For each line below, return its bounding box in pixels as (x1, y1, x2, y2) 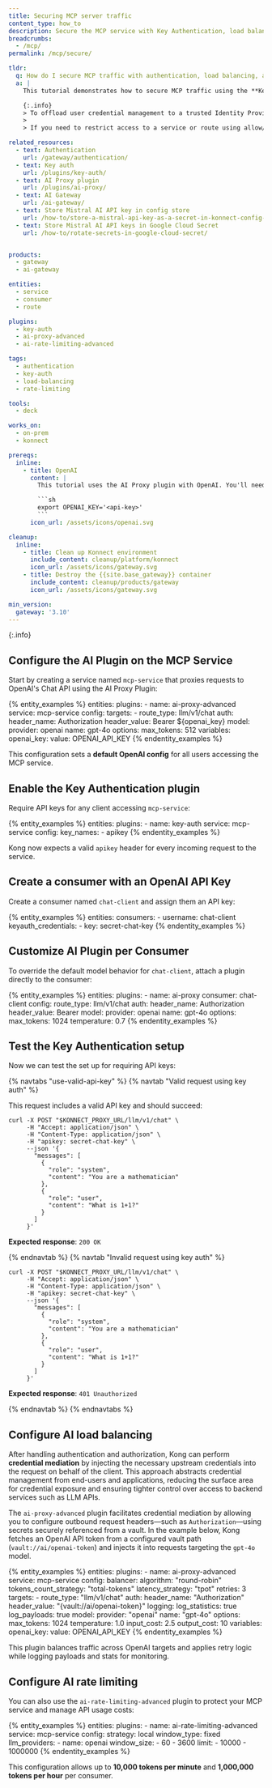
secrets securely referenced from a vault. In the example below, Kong (8, 1526, 240, 1535)
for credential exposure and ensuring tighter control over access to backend (8, 1484, 263, 1494)
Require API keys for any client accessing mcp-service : (8, 803, 190, 812)
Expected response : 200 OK (8, 1237, 101, 1247)
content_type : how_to (8, 19, 82, 28)
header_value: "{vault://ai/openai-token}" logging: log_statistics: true (8, 1601, 237, 1611)
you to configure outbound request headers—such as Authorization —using (8, 1517, 261, 1526)
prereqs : (8, 451, 38, 459)
